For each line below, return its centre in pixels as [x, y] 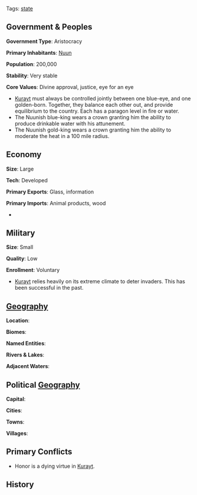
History [20, 485]
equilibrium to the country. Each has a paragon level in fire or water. [97, 111]
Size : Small [20, 247]
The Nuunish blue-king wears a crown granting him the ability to [93, 117]
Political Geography [43, 385]
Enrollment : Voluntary [33, 270]
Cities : [14, 411]
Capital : [16, 399]
